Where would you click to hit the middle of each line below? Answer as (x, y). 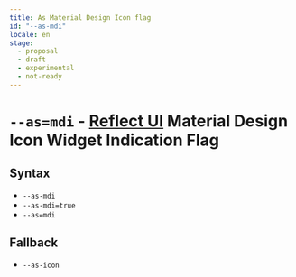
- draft (32, 60)
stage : (22, 43)
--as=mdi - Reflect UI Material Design (149, 120)
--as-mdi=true (49, 205)
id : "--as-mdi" (38, 26)
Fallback (34, 243)
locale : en (30, 34)
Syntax (30, 174)
